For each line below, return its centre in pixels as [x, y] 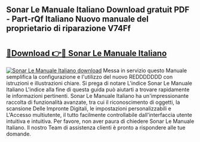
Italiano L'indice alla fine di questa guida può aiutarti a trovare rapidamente [98, 89]
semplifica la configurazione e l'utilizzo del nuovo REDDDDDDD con [90, 77]
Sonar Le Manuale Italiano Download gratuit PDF [98, 10]
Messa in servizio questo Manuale [145, 70]
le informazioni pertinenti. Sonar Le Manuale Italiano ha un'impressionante [98, 96]
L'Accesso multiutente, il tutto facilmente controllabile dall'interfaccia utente [99, 115]
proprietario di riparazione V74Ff [69, 28]
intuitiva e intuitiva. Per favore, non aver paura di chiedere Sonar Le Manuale [100, 121]
